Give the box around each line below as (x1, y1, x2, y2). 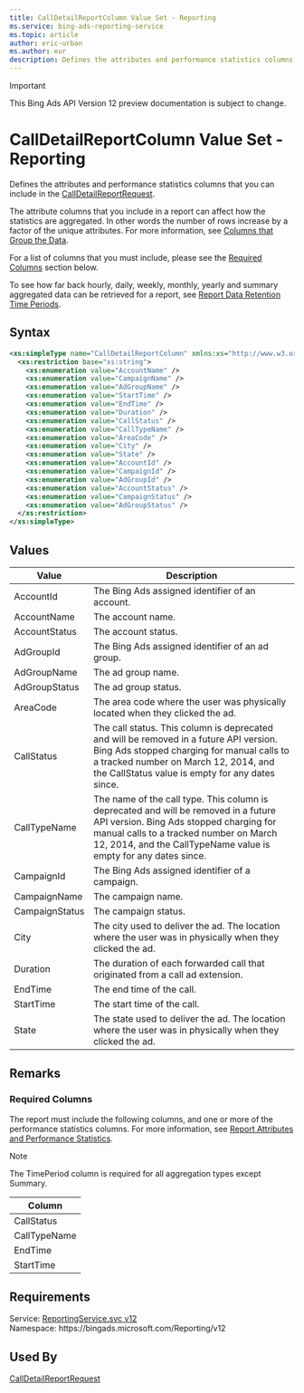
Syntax (9, 325, 51, 341)
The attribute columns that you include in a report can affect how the (9, 206, 266, 216)
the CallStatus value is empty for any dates (93, 766, 276, 779)
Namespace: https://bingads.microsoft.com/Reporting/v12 (9, 1323, 226, 1334)
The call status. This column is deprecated (93, 721, 274, 734)
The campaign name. (93, 889, 184, 902)
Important (9, 81, 46, 91)
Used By (9, 1349, 58, 1364)
